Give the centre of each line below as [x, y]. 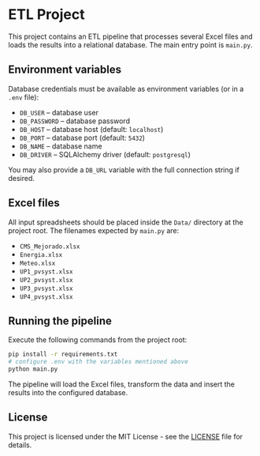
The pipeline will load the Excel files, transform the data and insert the [121, 384]
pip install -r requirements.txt [63, 354]
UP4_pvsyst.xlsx [46, 297]
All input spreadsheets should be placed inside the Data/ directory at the [126, 222]
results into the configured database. [68, 392]
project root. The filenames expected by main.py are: [94, 230]
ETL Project [46, 15]
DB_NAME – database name [61, 146]
